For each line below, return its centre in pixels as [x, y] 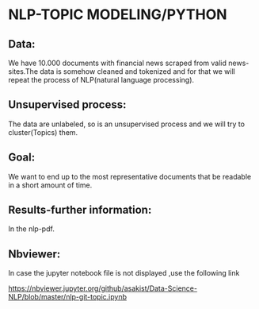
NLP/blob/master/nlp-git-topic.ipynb [68, 297]
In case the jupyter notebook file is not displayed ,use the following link [124, 273]
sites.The [23, 71]
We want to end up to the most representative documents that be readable [130, 176]
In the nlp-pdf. [32, 229]
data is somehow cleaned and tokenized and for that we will [137, 71]
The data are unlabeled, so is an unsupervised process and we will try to [127, 124]
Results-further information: [80, 210]
